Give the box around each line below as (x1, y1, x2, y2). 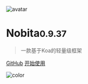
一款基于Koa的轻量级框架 (20, 46, 83, 54)
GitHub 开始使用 (6, 60, 45, 67)
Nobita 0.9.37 (6, 27, 67, 40)
